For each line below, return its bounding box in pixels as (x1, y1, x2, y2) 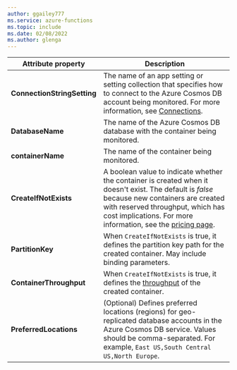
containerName (11, 151, 65, 161)
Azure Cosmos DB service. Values (103, 325, 217, 335)
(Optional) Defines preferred (103, 298, 197, 308)
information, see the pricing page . (103, 220, 215, 230)
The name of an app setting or (103, 71, 203, 81)
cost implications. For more (103, 211, 193, 221)
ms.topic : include (7, 23, 61, 30)
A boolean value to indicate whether (103, 167, 223, 177)
